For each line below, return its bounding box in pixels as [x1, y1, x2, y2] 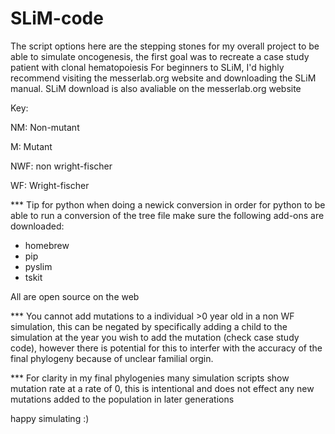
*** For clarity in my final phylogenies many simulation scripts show [10, 372, 290, 384]
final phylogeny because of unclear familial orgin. [10, 352, 214, 364]
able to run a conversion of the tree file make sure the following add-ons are [10, 209, 325, 221]
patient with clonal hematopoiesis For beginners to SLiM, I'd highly [10, 61, 285, 73]
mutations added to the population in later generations [10, 393, 235, 405]
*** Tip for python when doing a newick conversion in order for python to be [10, 198, 326, 211]
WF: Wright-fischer [10, 179, 90, 191]
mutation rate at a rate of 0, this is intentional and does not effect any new [10, 382, 315, 394]
